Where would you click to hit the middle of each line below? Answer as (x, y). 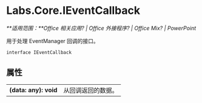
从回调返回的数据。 (91, 90)
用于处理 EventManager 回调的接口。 (52, 41)
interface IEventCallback (39, 52)
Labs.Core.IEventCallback (73, 11)
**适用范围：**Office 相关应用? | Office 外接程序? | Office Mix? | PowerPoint (101, 28)
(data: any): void (33, 90)
